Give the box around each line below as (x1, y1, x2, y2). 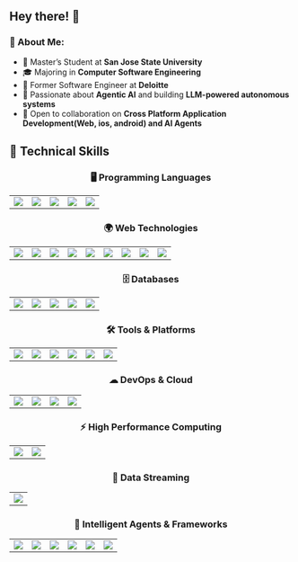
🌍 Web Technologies (102, 222, 198, 235)
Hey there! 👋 (9, 9, 81, 24)
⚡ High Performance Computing (79, 421, 223, 433)
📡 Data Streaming (111, 471, 190, 484)
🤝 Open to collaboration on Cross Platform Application (22, 108, 227, 119)
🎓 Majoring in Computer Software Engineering (22, 67, 202, 77)
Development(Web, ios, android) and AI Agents (22, 118, 202, 129)
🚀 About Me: (9, 36, 65, 49)
